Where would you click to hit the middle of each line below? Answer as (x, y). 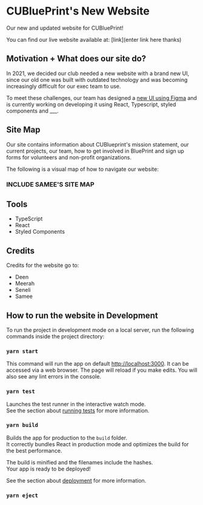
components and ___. (32, 111)
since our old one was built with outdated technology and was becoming (97, 79)
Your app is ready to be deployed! (48, 469)
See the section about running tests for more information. (78, 411)
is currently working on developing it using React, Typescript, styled (91, 104)
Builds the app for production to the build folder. (67, 438)
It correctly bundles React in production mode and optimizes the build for (98, 444)
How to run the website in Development (82, 315)
